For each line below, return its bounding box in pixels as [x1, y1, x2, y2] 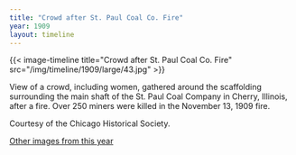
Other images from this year [9, 136, 114, 147]
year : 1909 [9, 22, 51, 31]
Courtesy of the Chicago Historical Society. [9, 118, 171, 129]
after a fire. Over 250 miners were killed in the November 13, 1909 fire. [9, 101, 271, 112]
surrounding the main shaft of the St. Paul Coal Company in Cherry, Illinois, [9, 91, 288, 102]
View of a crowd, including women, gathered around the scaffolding [9, 82, 262, 93]
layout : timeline [9, 30, 75, 39]
